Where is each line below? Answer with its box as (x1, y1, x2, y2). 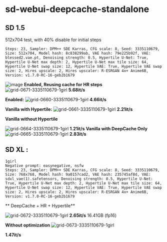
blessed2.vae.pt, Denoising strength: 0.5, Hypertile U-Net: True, (5, 55, 149, 60)
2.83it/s (69, 131, 86, 137)
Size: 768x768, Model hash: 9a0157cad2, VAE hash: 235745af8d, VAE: (5, 172, 151, 177)
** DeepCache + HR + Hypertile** (5, 202, 75, 208)
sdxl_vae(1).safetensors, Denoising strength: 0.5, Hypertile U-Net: (5, 176, 153, 181)
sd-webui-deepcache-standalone (5, 4, 149, 15)
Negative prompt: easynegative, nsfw (5, 163, 84, 168)
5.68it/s (68, 87, 85, 93)
